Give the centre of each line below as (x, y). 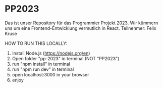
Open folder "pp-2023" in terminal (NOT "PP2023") (66, 58)
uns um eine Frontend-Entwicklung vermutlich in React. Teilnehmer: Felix (81, 28)
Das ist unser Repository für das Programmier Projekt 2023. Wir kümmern (82, 23)
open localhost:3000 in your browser (50, 74)
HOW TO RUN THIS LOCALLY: (36, 43)
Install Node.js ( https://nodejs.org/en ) (51, 53)
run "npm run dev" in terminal (43, 69)
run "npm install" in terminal (41, 64)
